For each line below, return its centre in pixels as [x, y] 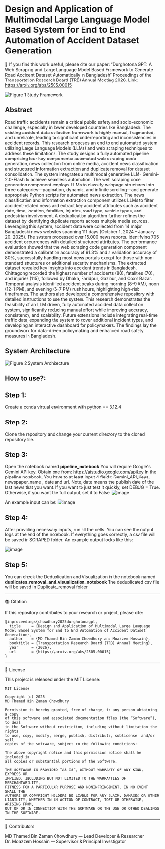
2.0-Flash [15, 179]
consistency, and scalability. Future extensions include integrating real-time [82, 315]
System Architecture [38, 351]
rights [12, 731]
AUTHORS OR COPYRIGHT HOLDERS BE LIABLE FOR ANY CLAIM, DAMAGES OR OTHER [82, 796]
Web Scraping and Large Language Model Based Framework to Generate [79, 69]
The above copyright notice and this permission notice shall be [73, 753]
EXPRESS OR [16, 774]
